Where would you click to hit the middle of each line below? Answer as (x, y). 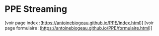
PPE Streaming (36, 9)
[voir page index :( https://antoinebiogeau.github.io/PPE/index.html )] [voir (79, 23)
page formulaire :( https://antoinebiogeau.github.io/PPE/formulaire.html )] (79, 28)
